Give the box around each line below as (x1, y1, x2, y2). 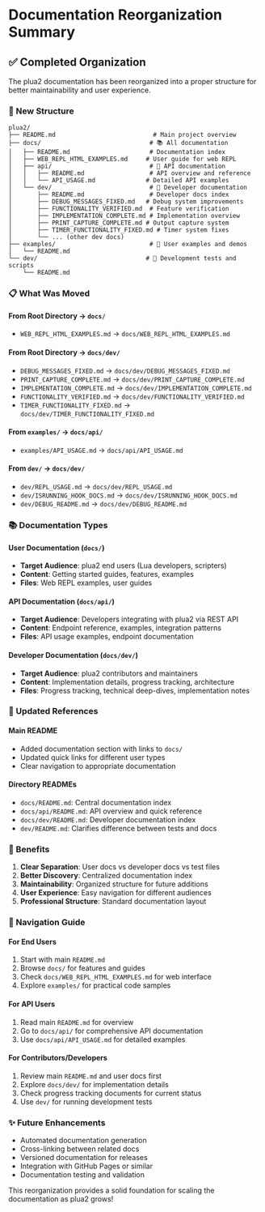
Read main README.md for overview (19, 1017, 134, 1026)
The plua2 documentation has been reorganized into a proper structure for (8, 77, 257, 86)
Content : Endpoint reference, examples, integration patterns (19, 623, 222, 633)
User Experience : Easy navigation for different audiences (19, 888, 212, 898)
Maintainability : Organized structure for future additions (19, 879, 208, 889)
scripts (8, 262, 35, 270)
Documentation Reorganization (8, 6, 223, 24)
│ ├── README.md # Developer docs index (8, 190, 229, 199)
